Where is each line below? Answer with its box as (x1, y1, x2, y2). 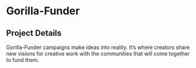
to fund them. (6, 57, 40, 63)
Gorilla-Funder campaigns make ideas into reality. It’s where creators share (6, 44, 190, 51)
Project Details (6, 28, 62, 38)
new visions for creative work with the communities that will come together (6, 50, 190, 57)
